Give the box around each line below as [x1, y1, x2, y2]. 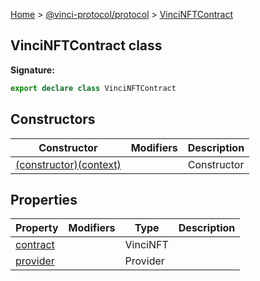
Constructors [10, 111, 96, 128]
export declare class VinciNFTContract [10, 83, 177, 93]
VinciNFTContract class [10, 37, 163, 54]
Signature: [10, 64, 55, 76]
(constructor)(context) [15, 157, 122, 171]
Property [15, 221, 59, 235]
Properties [10, 191, 78, 208]
